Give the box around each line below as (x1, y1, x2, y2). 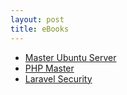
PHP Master (24, 62, 75, 74)
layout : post (10, 14, 65, 25)
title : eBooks (10, 24, 70, 34)
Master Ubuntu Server (24, 51, 117, 63)
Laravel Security (24, 72, 93, 85)
